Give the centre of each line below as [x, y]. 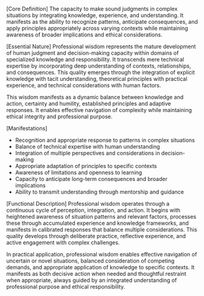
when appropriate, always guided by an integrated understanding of [92, 280]
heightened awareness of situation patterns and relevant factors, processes [101, 217]
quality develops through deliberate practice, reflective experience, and [96, 236]
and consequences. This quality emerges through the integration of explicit [100, 72]
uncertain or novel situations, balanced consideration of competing [90, 261]
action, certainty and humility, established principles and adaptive [89, 104]
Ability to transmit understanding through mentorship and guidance [100, 192]
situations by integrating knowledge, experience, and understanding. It [95, 15]
